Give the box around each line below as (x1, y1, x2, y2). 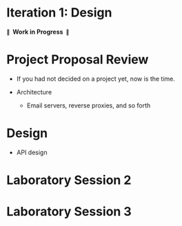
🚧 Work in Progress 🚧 (6, 28, 70, 36)
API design (16, 148, 48, 156)
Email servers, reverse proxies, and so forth (26, 101, 151, 110)
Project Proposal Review (6, 52, 149, 68)
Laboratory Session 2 (6, 172, 132, 187)
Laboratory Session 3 (6, 204, 132, 220)
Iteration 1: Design (6, 5, 112, 21)
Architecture (16, 88, 52, 96)
